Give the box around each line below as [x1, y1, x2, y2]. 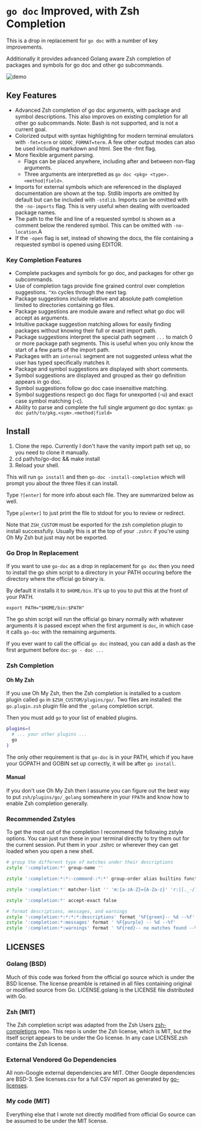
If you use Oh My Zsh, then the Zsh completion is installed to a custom [6, 690, 181, 697]
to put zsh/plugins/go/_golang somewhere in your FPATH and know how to [6, 793, 189, 800]
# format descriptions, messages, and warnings [6, 908, 128, 914]
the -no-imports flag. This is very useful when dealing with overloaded [14, 202, 190, 209]
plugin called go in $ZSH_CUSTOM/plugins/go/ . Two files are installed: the [6, 696, 182, 704]
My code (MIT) [6, 1097, 50, 1106]
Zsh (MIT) [6, 1007, 36, 1016]
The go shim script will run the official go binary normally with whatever [6, 616, 184, 623]
